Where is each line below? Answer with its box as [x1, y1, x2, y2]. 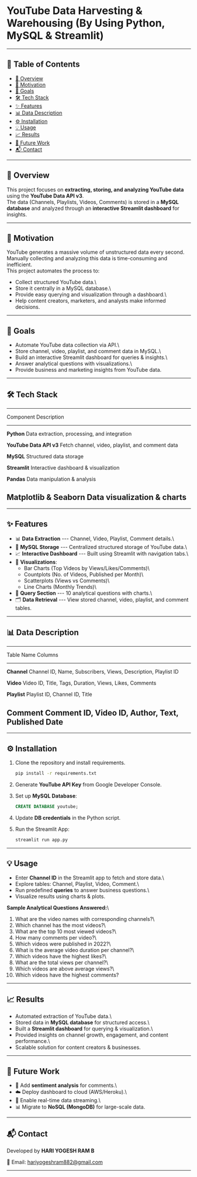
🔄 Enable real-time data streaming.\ [15, 1097, 101, 1104]
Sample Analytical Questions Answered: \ [6, 904, 109, 911]
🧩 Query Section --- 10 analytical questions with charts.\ [15, 589, 153, 596]
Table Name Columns [6, 651, 58, 658]
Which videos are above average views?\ [15, 965, 115, 972]
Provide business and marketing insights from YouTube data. [15, 367, 162, 374]
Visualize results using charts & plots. [15, 893, 106, 900]
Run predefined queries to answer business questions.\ [15, 886, 150, 893]
